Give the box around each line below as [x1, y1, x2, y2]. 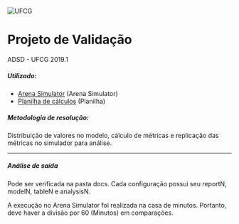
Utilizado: [7, 71, 37, 80]
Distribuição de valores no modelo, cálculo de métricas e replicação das [7, 131, 219, 139]
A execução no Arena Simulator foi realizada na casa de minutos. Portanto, [7, 201, 227, 209]
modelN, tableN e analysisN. [7, 187, 91, 196]
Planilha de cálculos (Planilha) [17, 97, 106, 105]
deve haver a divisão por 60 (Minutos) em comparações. [7, 208, 174, 217]
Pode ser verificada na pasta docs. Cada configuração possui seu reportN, [7, 179, 227, 188]
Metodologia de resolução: [7, 113, 89, 122]
